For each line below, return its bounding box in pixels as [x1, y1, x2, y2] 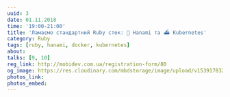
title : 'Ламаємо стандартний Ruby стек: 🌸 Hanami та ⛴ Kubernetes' [7, 29, 207, 36]
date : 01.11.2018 [7, 16, 57, 23]
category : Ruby [7, 36, 51, 42]
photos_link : [7, 73, 44, 81]
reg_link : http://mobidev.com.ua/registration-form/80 [7, 61, 167, 68]
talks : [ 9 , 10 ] [7, 55, 51, 61]
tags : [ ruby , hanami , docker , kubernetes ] [7, 42, 130, 48]
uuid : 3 [7, 10, 29, 17]
